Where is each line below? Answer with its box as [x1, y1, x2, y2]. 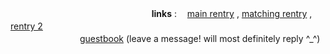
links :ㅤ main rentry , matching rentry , [151, 8, 313, 19]
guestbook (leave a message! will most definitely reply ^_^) [79, 33, 321, 44]
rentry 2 [10, 20, 43, 32]
